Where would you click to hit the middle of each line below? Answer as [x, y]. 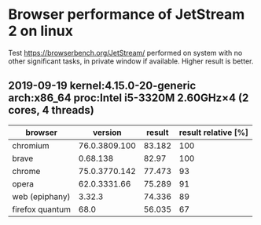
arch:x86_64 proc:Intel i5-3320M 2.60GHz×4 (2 [129, 98]
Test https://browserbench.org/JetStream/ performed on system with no [125, 53]
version [107, 132]
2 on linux [40, 31]
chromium [31, 145]
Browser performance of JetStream [127, 15]
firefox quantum [42, 209]
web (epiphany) [41, 196]
